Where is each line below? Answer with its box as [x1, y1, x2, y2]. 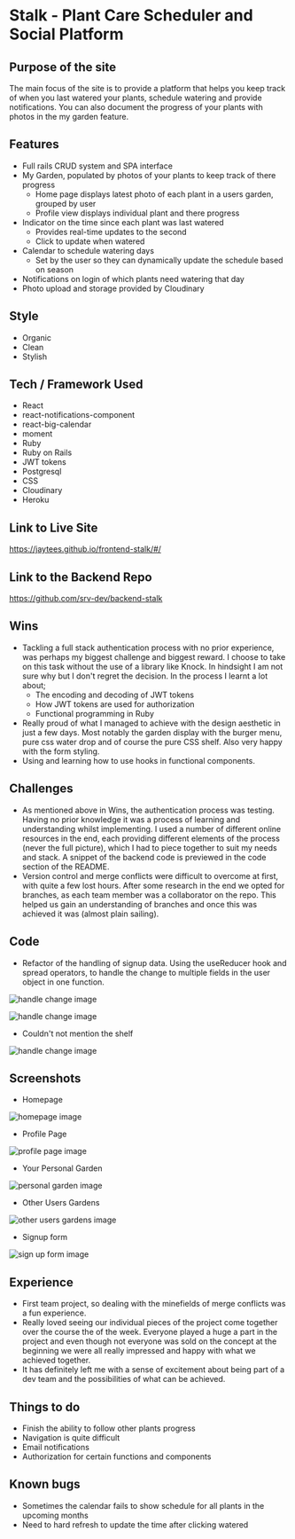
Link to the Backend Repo [9, 569, 152, 585]
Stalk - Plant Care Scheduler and [9, 5, 254, 26]
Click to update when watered [35, 236, 145, 247]
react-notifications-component [21, 410, 136, 420]
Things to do [9, 1399, 81, 1415]
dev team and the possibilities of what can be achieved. [21, 1374, 226, 1385]
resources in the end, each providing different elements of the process [21, 833, 281, 844]
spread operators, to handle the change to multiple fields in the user [21, 967, 271, 978]
